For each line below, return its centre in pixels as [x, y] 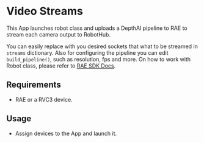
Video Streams [45, 11]
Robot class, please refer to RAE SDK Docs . [61, 66]
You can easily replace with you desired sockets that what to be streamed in [102, 46]
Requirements [34, 85]
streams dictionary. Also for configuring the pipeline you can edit [87, 52]
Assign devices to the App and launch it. [66, 133]
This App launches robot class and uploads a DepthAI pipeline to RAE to [97, 28]
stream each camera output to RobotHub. [59, 34]
